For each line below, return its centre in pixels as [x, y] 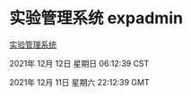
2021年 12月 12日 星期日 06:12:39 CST [79, 63]
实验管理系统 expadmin [96, 18]
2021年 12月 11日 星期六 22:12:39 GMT [79, 82]
